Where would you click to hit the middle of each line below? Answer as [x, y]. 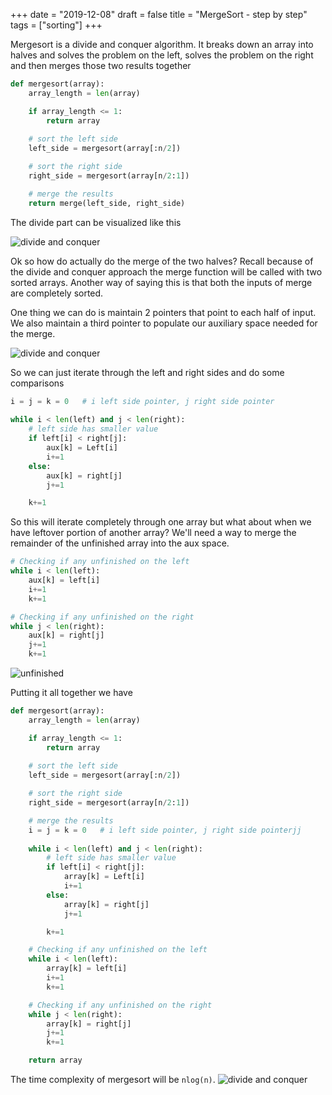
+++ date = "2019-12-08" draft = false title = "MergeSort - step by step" [159, 14]
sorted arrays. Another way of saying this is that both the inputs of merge [161, 282]
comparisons [37, 383]
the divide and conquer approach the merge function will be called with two [166, 271]
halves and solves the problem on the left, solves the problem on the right [162, 55]
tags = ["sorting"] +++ [56, 25]
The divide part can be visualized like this [96, 222]
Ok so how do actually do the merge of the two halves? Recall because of [162, 261]
